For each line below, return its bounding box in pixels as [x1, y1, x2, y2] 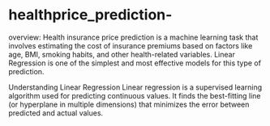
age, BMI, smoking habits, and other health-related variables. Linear [8, 49, 235, 59]
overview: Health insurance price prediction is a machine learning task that [8, 32, 259, 42]
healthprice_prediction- [8, 6, 173, 24]
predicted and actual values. [8, 107, 104, 118]
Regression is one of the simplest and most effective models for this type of [8, 58, 262, 68]
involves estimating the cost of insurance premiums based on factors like [8, 40, 253, 50]
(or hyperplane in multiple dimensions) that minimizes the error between [8, 99, 250, 109]
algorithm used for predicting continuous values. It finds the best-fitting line [8, 90, 261, 100]
